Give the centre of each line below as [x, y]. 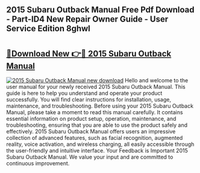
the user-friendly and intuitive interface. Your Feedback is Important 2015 [97, 150]
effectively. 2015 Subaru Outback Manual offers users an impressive [91, 131]
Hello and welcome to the [156, 80]
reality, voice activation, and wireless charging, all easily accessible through [100, 144]
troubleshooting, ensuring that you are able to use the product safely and [97, 125]
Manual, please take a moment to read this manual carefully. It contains [95, 112]
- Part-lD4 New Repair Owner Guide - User [87, 20]
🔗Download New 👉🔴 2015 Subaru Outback [89, 53]
